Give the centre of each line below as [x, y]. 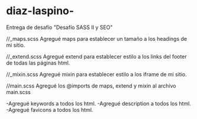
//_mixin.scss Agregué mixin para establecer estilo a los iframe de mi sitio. [97, 74]
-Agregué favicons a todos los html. [50, 110]
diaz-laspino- [40, 11]
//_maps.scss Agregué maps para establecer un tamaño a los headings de [97, 38]
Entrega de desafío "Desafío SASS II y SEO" [59, 27]
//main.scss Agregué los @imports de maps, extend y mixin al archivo [91, 86]
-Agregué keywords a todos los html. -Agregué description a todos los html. [98, 103]
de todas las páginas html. [38, 63]
